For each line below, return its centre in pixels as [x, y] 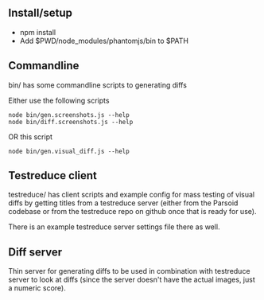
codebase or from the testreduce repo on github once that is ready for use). [132, 212]
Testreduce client [53, 175]
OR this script [31, 136]
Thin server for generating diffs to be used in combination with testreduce [129, 271]
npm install [38, 32]
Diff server [35, 252]
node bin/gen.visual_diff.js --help [69, 151]
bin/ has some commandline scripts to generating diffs [97, 85]
